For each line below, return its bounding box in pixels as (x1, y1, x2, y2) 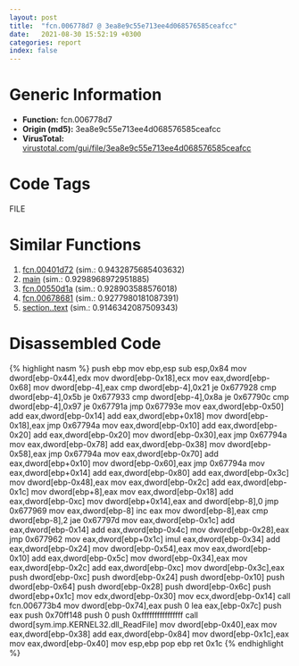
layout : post (9, 12, 58, 22)
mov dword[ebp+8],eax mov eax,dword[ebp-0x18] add (30, 486, 234, 496)
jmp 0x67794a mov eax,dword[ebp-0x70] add (48, 448, 219, 459)
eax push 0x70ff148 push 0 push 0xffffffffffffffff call (9, 609, 199, 620)
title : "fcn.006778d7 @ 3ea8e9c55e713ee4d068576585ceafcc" (9, 21, 238, 30)
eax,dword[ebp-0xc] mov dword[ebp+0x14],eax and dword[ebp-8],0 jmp (9, 495, 279, 506)
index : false (9, 46, 58, 55)
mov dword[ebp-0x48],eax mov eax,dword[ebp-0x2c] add (9, 477, 226, 487)
